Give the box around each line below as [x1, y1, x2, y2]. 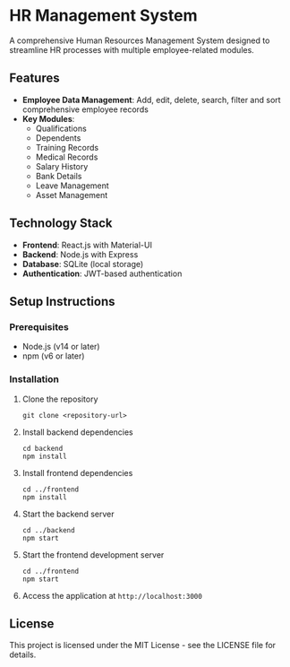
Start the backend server [21, 508, 115, 519]
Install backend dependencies [21, 427, 134, 437]
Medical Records [35, 152, 98, 162]
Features [9, 71, 60, 86]
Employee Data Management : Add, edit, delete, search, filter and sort [21, 94, 281, 105]
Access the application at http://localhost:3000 [21, 590, 203, 601]
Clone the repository [21, 394, 98, 404]
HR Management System [9, 5, 198, 26]
